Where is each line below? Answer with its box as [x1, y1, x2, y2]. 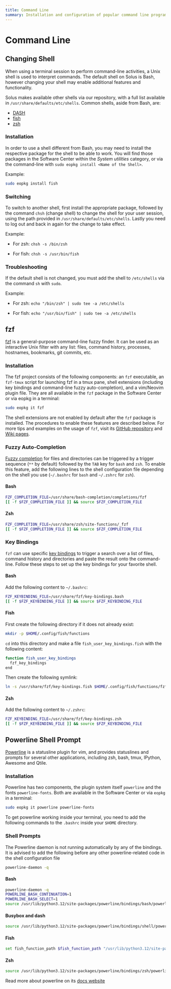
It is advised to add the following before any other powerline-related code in [5, 849, 165, 856]
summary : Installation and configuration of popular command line [5, 12, 149, 17]
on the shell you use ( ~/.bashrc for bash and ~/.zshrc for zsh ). [5, 471, 135, 478]
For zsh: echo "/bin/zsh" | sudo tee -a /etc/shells [12, 300, 125, 307]
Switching [5, 193, 31, 200]
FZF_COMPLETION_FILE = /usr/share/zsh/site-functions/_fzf [5, 522, 129, 527]
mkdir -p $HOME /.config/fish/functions [5, 631, 90, 636]
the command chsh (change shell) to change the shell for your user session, [5, 210, 164, 216]
